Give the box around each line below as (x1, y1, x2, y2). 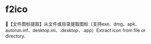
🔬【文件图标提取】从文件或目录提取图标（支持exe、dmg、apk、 (5, 21, 140, 27)
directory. (5, 33, 25, 39)
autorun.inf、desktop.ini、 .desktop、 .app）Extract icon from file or (5, 27, 146, 33)
